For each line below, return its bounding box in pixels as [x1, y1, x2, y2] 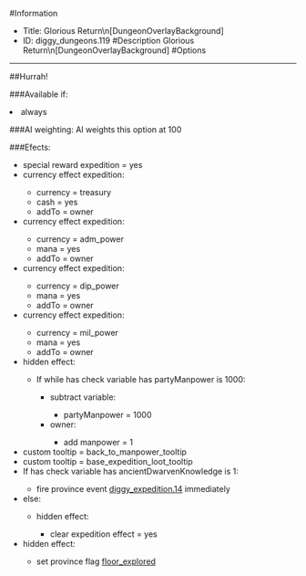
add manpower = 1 [63, 437, 134, 447]
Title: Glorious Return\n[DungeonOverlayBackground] [22, 26, 225, 36]
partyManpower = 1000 [63, 410, 152, 420]
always [21, 107, 47, 117]
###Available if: [9, 89, 68, 99]
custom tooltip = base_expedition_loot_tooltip [22, 456, 193, 466]
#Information [9, 8, 58, 18]
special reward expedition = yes [22, 160, 143, 170]
